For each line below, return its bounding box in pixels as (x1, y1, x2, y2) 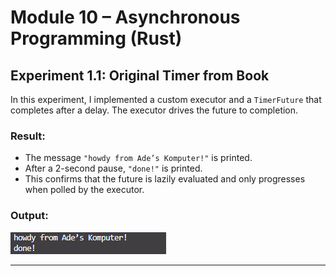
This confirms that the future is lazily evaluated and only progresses (24, 173, 306, 185)
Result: (10, 129, 46, 143)
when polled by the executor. (24, 184, 145, 196)
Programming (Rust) (10, 27, 183, 50)
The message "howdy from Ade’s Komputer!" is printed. (24, 152, 253, 164)
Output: (10, 209, 49, 223)
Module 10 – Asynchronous (10, 6, 241, 29)
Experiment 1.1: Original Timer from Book (10, 67, 270, 84)
